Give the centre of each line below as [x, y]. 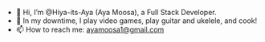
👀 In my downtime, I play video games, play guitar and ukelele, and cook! [137, 21]
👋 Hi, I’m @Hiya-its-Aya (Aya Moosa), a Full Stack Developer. [116, 12]
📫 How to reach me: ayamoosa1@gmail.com [90, 29]
